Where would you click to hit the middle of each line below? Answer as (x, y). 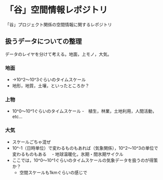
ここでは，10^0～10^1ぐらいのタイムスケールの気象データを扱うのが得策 (85, 160)
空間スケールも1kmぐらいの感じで (53, 172)
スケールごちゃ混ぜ (31, 142)
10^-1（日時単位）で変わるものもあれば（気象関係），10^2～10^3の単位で (85, 148)
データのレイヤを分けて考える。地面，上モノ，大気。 (59, 54)
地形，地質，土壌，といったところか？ (51, 86)
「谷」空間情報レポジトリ (57, 10)
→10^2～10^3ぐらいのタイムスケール (49, 80)
